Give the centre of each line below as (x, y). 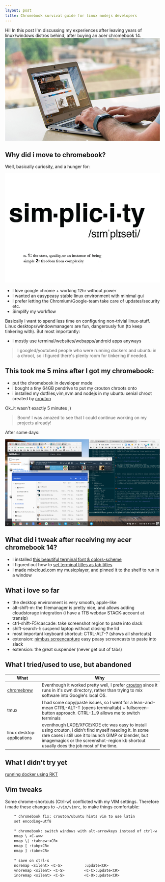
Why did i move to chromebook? (55, 155)
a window (22, 575)
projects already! (34, 423)
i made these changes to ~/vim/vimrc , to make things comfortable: (72, 807)
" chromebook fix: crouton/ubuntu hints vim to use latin (74, 816)
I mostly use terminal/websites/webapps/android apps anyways (77, 341)
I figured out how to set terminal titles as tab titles (62, 564)
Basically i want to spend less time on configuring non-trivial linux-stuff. (78, 321)
